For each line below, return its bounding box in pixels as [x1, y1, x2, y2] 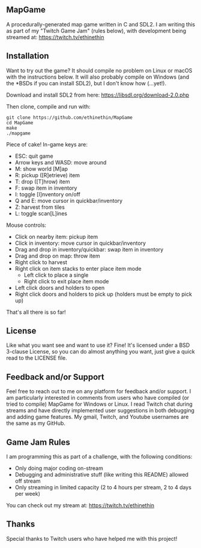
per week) [14, 490, 41, 498]
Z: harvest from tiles [14, 203, 65, 211]
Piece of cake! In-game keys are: [6, 140, 88, 148]
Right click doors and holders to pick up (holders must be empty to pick [14, 291, 192, 298]
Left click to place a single [23, 271, 89, 279]
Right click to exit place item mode [23, 277, 109, 285]
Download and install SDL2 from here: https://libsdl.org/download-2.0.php [6, 91, 190, 98]
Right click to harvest [14, 258, 68, 266]
